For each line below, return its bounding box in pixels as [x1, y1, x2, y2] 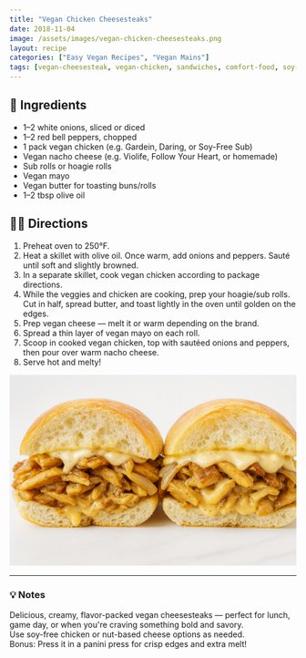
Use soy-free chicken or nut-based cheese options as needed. [9, 629, 245, 640]
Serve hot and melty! [22, 356, 102, 367]
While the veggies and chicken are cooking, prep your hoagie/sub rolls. [22, 288, 291, 300]
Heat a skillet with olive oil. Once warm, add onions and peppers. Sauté [22, 250, 291, 261]
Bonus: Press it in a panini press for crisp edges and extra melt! [9, 638, 248, 649]
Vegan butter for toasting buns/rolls [22, 180, 157, 190]
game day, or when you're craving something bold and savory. [9, 619, 244, 630]
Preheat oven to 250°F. [22, 240, 110, 251]
